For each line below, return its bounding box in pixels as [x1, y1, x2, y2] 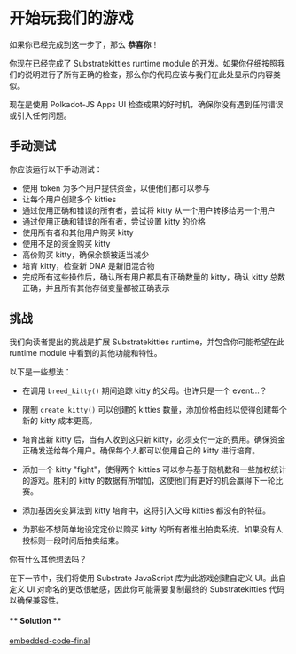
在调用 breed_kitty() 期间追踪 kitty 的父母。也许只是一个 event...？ [21, 385, 268, 396]
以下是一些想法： [9, 366, 72, 377]
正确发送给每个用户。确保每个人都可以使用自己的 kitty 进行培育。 [21, 445, 261, 455]
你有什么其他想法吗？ [9, 554, 87, 564]
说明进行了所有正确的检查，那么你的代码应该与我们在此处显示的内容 [24, 68, 273, 80]
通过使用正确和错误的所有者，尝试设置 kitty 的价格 [21, 216, 206, 226]
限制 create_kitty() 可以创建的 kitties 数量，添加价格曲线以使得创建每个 [21, 404, 287, 414]
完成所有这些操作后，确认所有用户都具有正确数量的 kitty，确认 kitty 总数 [21, 272, 286, 282]
